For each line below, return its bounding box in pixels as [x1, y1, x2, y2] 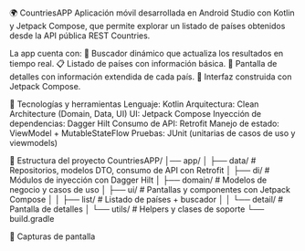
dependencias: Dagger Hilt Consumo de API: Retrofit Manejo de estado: [9, 118, 280, 129]
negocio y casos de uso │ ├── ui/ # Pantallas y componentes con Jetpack [9, 184, 290, 194]
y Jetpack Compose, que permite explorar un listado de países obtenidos [9, 21, 286, 31]
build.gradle [9, 214, 55, 224]
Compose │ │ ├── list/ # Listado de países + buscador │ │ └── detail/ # [9, 194, 284, 204]
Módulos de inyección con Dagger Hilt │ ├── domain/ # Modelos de [9, 174, 268, 185]
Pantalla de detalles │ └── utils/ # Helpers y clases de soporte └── [9, 204, 265, 214]
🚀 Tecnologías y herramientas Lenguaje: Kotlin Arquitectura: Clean [9, 99, 259, 110]
